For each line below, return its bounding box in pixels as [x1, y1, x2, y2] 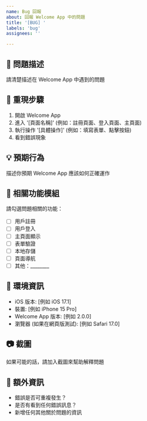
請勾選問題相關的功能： [6, 205, 63, 213]
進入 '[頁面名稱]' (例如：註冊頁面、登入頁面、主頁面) [14, 119, 142, 126]
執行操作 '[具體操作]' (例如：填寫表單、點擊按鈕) [14, 126, 132, 133]
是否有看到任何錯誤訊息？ [14, 402, 77, 409]
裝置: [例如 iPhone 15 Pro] [14, 305, 77, 312]
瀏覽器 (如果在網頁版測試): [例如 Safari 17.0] [14, 320, 120, 327]
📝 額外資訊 [6, 377, 44, 387]
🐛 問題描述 [6, 59, 44, 69]
